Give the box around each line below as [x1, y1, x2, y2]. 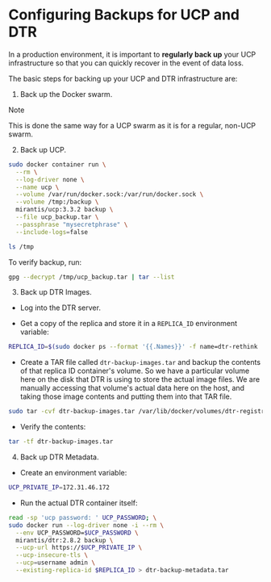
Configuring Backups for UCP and [8, 6, 240, 24]
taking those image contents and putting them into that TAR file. [19, 391, 232, 401]
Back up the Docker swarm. [19, 89, 113, 98]
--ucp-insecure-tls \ [15, 551, 89, 559]
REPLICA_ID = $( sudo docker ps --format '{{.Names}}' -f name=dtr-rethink [8, 343, 258, 351]
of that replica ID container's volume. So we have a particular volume [19, 366, 250, 376]
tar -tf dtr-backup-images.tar [8, 438, 114, 446]
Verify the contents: [19, 422, 86, 432]
